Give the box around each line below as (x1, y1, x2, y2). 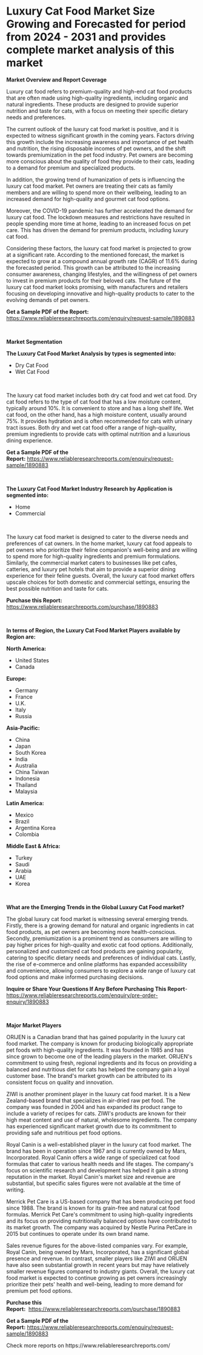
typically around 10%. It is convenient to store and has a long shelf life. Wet (6, 404, 194, 411)
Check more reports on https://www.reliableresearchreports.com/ (6, 1342, 171, 1349)
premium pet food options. (6, 1287, 73, 1294)
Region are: (6, 633, 36, 640)
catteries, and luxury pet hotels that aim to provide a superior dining (6, 565, 176, 572)
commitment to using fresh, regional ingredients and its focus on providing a (6, 1059, 197, 1066)
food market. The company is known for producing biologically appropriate (6, 1040, 194, 1047)
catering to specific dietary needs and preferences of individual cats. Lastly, (6, 954, 196, 961)
